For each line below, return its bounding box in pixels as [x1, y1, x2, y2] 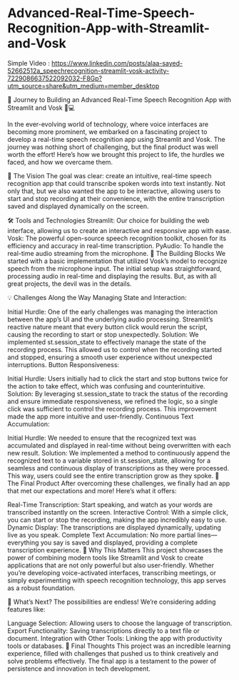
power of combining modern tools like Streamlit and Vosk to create [7, 553, 204, 562]
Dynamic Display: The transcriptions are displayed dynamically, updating [7, 522, 221, 532]
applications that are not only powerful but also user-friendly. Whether [7, 561, 214, 570]
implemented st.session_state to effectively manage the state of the [7, 337, 207, 346]
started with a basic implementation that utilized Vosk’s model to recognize [7, 257, 228, 265]
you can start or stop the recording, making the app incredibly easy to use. [7, 515, 227, 524]
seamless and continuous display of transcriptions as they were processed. [7, 463, 230, 472]
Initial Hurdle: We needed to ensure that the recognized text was [7, 433, 197, 442]
